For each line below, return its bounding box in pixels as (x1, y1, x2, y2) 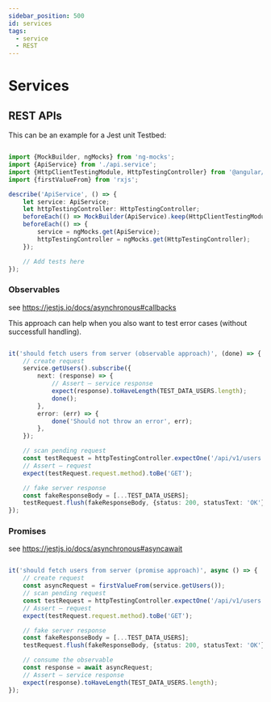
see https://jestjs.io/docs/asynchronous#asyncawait (8, 543, 183, 554)
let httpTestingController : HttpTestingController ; (23, 205, 200, 214)
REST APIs (8, 108, 63, 122)
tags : (8, 27, 27, 35)
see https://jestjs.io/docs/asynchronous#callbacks (8, 302, 177, 312)
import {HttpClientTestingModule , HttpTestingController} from (8, 167, 226, 176)
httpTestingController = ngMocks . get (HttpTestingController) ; (37, 235, 251, 243)
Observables (8, 284, 60, 295)
